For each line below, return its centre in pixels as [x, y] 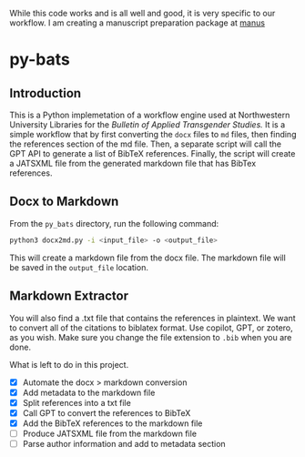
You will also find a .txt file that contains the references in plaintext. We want [152, 318]
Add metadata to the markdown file [89, 392]
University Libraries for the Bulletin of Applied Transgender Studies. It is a [147, 125]
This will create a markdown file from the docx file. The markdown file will [148, 258]
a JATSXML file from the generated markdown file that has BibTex [133, 163]
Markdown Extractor [69, 296]
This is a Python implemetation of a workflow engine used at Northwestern [150, 115]
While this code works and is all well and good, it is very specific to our [142, 13]
